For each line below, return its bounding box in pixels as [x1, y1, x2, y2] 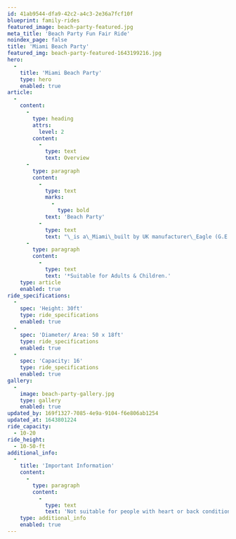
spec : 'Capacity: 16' [20, 357, 83, 365]
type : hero [20, 75, 52, 83]
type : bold [57, 207, 90, 214]
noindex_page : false [7, 37, 68, 44]
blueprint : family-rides [7, 17, 80, 24]
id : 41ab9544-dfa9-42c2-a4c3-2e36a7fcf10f [7, 10, 133, 18]
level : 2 [38, 128, 65, 135]
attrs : [32, 121, 52, 129]
